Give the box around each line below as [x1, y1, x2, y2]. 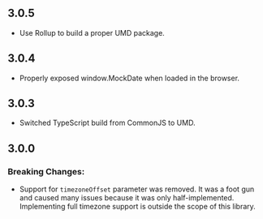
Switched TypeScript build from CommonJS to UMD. [19, 118, 196, 128]
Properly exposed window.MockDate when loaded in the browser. [19, 73, 240, 83]
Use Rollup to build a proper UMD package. [19, 28, 166, 37]
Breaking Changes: [7, 165, 85, 177]
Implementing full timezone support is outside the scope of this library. [19, 202, 257, 212]
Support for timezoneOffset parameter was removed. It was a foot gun [19, 184, 255, 194]
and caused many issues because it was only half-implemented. [19, 193, 235, 203]
